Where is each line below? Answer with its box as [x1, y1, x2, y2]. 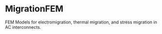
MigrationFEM [5, 3, 63, 14]
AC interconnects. [5, 24, 41, 30]
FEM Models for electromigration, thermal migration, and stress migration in [5, 19, 157, 25]
